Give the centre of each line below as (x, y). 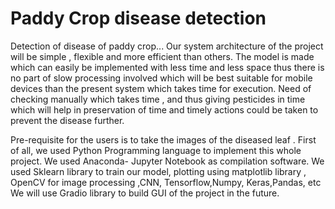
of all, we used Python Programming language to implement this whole (156, 150)
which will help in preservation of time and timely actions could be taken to (164, 109)
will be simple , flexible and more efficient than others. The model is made (162, 56)
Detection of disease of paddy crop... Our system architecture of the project (167, 46)
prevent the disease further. (67, 120)
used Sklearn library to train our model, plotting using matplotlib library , (158, 171)
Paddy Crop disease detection (138, 18)
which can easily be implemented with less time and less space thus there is (167, 67)
